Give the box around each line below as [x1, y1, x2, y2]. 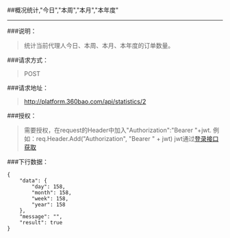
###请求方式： [7, 56, 49, 64]
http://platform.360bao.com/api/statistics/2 [23, 98, 146, 105]
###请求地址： [7, 84, 49, 92]
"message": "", [19, 213, 63, 220]
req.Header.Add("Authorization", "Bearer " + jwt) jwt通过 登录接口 [36, 135, 219, 142]
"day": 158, [31, 183, 66, 190]
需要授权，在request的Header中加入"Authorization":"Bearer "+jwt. [23, 126, 212, 134]
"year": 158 [31, 201, 66, 208]
